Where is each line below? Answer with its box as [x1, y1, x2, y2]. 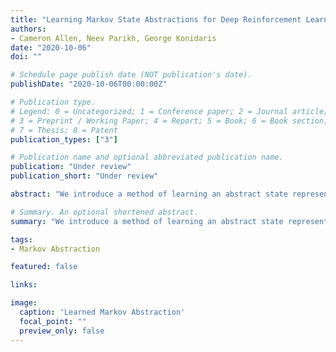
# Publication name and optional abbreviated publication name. [10, 152, 284, 163]
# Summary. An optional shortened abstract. [10, 207, 199, 217]
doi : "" [10, 52, 43, 62]
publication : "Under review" [10, 162, 132, 172]
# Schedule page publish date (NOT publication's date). [10, 70, 253, 80]
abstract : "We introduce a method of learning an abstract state [10, 189, 288, 199]
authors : [10, 24, 47, 34]
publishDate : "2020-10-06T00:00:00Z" [10, 79, 168, 90]
